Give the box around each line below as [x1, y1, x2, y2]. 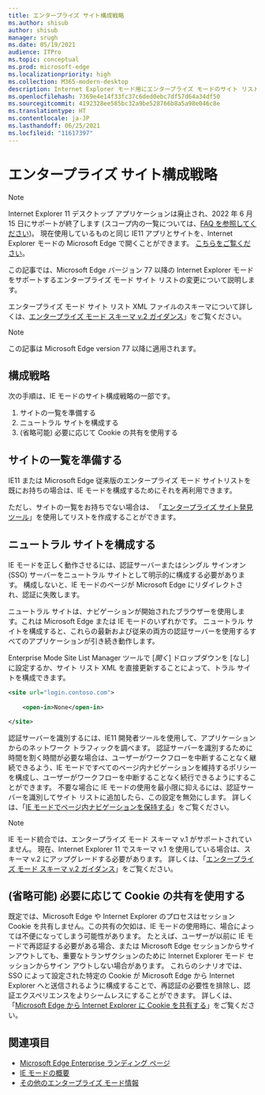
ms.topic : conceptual [8, 56, 80, 64]
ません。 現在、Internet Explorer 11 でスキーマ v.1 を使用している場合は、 [8, 844, 244, 854]
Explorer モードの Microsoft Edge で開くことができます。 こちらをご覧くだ [8, 238, 251, 247]
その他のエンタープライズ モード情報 [19, 1078, 140, 1088]
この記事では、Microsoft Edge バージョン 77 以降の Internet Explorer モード [8, 265, 254, 274]
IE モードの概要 [19, 1068, 69, 1078]
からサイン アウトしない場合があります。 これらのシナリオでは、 [35, 961, 247, 971]
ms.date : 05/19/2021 [8, 41, 77, 49]
